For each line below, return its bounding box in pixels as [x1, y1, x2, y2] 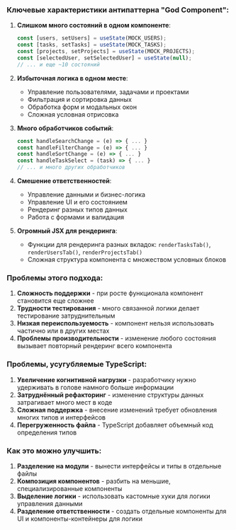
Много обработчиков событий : [16, 124, 114, 132]
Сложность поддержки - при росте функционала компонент [16, 289, 203, 298]
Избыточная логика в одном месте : [16, 74, 128, 82]
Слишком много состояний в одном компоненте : [16, 21, 172, 30]
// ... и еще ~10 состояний [16, 61, 100, 68]
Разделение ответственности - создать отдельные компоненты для [16, 507, 227, 515]
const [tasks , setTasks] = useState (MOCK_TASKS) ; [16, 41, 167, 49]
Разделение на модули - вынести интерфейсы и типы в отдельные [16, 461, 222, 470]
